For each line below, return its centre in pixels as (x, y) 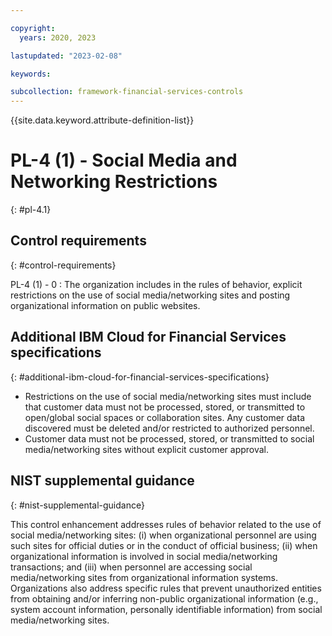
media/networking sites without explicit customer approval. (147, 449)
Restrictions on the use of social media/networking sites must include (168, 396)
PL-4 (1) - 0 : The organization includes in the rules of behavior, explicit (156, 284)
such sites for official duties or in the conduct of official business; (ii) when (164, 545)
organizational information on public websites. (105, 305)
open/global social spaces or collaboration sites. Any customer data (164, 417)
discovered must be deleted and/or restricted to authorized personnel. (169, 428)
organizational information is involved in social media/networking (144, 556)
